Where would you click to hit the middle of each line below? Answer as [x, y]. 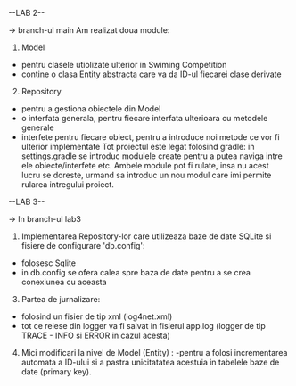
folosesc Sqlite [49, 263]
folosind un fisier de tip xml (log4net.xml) [97, 316]
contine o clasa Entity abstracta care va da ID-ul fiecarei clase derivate [151, 74]
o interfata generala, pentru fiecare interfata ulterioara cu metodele [144, 118]
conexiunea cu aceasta [64, 282]
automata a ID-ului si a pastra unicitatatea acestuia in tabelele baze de [150, 362]
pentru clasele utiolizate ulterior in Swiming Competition [124, 65]
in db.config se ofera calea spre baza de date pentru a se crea [136, 272]
